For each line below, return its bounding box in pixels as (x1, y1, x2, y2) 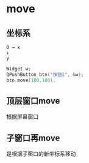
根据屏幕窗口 (6, 113, 38, 121)
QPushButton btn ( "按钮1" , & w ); (6, 71, 84, 78)
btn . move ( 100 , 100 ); (6, 77, 56, 83)
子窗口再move (6, 132, 60, 143)
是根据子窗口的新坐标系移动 (6, 150, 76, 157)
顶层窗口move (6, 96, 60, 106)
